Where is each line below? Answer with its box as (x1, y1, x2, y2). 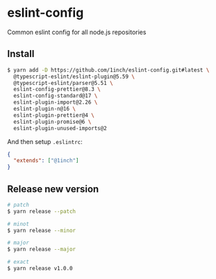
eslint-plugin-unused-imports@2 (13, 125, 108, 131)
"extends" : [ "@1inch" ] (13, 157, 79, 164)
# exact (7, 259, 30, 266)
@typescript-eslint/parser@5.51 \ (13, 79, 113, 86)
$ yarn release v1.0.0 (7, 265, 73, 272)
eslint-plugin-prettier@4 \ (13, 111, 95, 119)
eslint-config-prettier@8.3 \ (13, 86, 101, 93)
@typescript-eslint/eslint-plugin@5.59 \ (13, 73, 135, 80)
